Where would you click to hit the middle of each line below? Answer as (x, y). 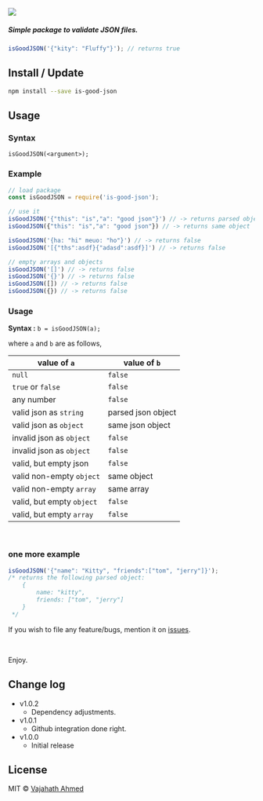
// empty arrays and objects (56, 262)
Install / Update (46, 73)
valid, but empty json (50, 463)
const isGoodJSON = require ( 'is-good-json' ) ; (83, 198)
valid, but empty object (55, 502)
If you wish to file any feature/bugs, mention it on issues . (99, 629)
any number (34, 400)
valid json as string (48, 412)
